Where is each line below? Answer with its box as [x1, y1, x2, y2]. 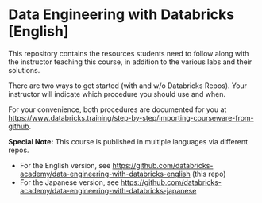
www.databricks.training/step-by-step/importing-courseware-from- [31, 113, 254, 122]
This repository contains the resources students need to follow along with [8, 48, 249, 58]
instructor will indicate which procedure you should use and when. [8, 89, 226, 98]
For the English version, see [19, 160, 111, 170]
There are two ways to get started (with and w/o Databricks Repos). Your [8, 81, 248, 90]
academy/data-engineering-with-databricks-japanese [19, 186, 197, 195]
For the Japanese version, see [19, 177, 119, 187]
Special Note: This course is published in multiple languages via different [8, 136, 249, 146]
